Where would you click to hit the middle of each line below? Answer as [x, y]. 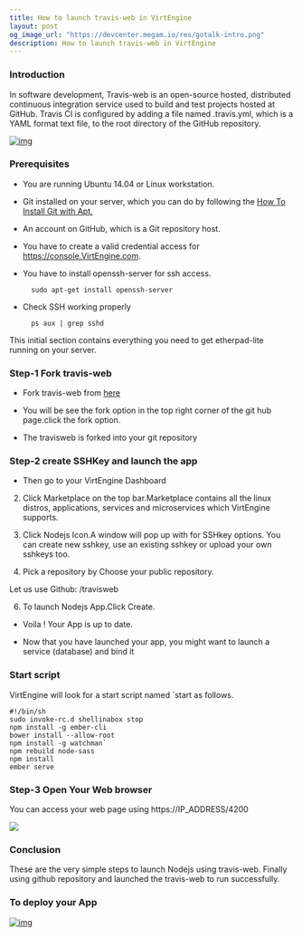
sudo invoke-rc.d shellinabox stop [76, 719]
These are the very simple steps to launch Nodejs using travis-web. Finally [148, 869]
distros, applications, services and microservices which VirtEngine [146, 508]
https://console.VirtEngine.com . [82, 255]
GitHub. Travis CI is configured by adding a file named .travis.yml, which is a [151, 113]
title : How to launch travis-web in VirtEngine [101, 18]
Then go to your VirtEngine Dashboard [94, 481]
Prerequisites [39, 164]
